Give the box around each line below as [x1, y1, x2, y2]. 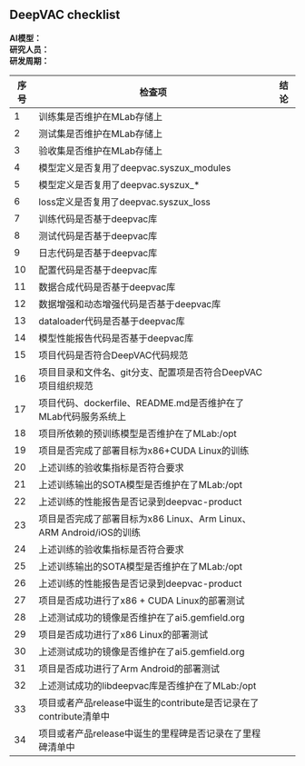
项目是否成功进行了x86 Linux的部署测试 [38, 628, 209, 641]
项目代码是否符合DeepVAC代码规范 [38, 349, 189, 362]
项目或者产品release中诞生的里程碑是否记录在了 [38, 727, 243, 740]
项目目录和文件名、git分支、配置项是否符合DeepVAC [38, 365, 263, 378]
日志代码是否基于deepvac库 [38, 246, 158, 259]
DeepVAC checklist [9, 7, 121, 23]
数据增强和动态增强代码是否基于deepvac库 [38, 297, 221, 310]
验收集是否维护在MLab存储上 [38, 144, 163, 157]
